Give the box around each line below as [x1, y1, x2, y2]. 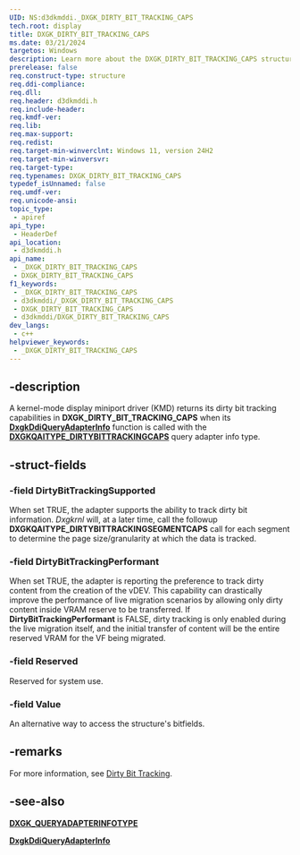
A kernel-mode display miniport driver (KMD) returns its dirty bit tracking [9, 403, 277, 414]
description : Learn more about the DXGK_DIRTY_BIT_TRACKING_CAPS [9, 55, 257, 64]
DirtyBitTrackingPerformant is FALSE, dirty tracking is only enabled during [9, 614, 287, 625]
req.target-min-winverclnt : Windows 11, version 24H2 [9, 146, 214, 155]
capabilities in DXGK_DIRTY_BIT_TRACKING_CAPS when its [9, 413, 231, 423]
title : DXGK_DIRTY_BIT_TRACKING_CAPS [9, 30, 150, 38]
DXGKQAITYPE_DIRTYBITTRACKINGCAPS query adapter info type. [9, 432, 261, 442]
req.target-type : [9, 163, 74, 172]
